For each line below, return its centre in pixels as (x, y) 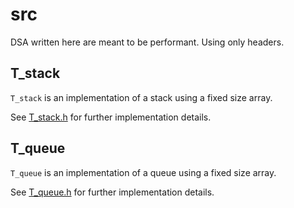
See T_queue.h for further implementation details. (112, 192)
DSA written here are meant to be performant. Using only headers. (147, 42)
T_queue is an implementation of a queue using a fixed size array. (143, 172)
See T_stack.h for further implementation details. (111, 117)
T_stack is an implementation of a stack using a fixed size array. (141, 97)
